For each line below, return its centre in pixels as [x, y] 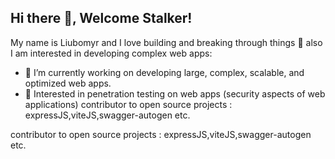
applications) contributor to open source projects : [128, 104]
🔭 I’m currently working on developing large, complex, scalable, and [164, 72]
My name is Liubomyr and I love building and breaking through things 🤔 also [166, 42]
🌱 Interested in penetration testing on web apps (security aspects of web [175, 93]
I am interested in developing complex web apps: [111, 53]
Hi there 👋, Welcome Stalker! [101, 18]
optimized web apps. [68, 83]
